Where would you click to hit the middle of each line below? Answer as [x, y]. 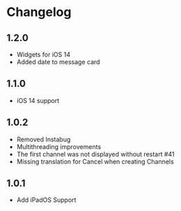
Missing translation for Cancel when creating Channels [95, 162]
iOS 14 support [38, 100]
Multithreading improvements [59, 146]
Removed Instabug [44, 139]
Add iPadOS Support [46, 200]
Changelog [39, 12]
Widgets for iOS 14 [44, 54]
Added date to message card [58, 62]
